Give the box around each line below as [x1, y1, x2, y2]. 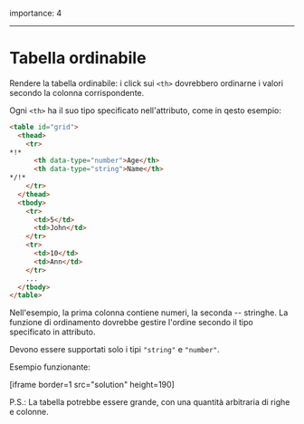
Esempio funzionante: [9, 361, 90, 372]
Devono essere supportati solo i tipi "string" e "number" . [9, 344, 220, 355]
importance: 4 [9, 8, 62, 18]
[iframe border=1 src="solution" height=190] [9, 380, 175, 390]
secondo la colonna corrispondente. [9, 87, 145, 98]
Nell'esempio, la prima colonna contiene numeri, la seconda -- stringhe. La [9, 307, 289, 318]
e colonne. [9, 407, 50, 418]
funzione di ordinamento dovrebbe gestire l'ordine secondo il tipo [9, 317, 253, 328]
